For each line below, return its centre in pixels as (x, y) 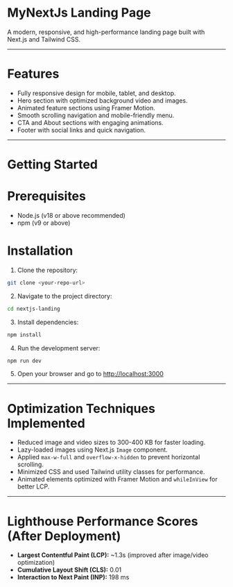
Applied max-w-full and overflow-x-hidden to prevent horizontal (109, 457)
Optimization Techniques (81, 408)
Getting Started (53, 165)
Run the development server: (59, 348)
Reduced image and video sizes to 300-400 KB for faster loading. (111, 443)
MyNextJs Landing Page (79, 13)
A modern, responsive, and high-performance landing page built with (106, 32)
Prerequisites (47, 196)
